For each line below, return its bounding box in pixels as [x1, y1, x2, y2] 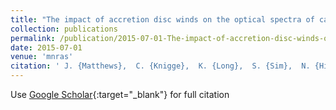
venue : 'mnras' [10, 52, 74, 62]
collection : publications [10, 24, 118, 34]
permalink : [10, 33, 56, 43]
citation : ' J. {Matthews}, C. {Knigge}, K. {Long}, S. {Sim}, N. [10, 61, 311, 71]
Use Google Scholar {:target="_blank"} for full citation [10, 89, 230, 100]
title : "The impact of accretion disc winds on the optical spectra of [10, 14, 315, 25]
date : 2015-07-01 [10, 42, 83, 53]
